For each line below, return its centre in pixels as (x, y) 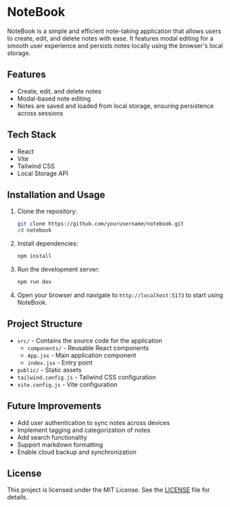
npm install (34, 256)
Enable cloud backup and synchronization (76, 452)
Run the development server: (58, 269)
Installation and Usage (56, 194)
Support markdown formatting (60, 444)
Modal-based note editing (54, 98)
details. (18, 497)
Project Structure (45, 324)
